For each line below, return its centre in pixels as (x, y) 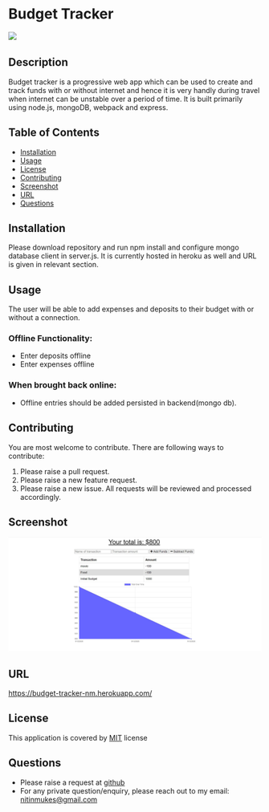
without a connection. (44, 318)
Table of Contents (54, 133)
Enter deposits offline (55, 356)
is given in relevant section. (53, 265)
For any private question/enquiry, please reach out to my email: (124, 790)
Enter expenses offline (57, 364)
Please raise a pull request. (65, 471)
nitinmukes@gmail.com (59, 799)
